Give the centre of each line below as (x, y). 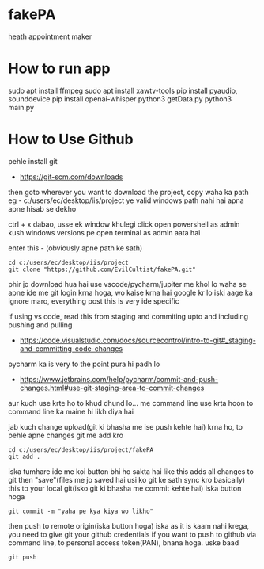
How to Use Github (71, 139)
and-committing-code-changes (71, 348)
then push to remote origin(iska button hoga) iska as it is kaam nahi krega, (129, 525)
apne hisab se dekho (42, 208)
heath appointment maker (50, 36)
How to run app (59, 69)
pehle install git (33, 161)
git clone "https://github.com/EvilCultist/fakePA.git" (102, 269)
